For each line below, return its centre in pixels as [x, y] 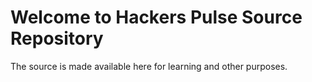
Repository [57, 38]
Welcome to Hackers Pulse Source [156, 17]
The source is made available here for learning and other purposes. [149, 66]
